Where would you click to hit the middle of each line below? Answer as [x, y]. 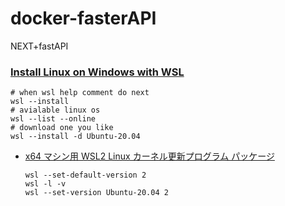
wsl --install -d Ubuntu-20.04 [75, 137]
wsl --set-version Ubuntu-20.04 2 [96, 193]
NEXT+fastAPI [39, 46]
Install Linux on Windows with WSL [97, 72]
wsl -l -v [45, 184]
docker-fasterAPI [83, 18]
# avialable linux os [55, 110]
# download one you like [62, 128]
